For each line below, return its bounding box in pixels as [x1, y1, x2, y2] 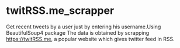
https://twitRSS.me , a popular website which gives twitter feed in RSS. [6, 35, 175, 42]
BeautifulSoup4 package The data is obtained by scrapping [6, 29, 150, 36]
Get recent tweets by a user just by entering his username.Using [6, 23, 161, 30]
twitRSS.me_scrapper [6, 4, 115, 17]
